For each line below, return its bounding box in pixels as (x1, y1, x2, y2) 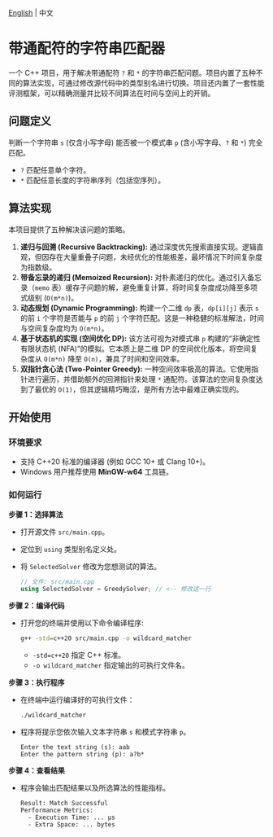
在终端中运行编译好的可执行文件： (19, 695, 135, 705)
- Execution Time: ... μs (28, 813, 115, 822)
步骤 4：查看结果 (8, 765, 65, 776)
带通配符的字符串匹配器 (8, 40, 166, 58)
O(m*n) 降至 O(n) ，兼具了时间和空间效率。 (43, 353, 184, 363)
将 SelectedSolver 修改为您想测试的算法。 (19, 561, 161, 571)
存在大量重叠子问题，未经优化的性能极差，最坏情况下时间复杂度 (48, 252, 262, 261)
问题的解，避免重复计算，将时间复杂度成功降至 (86, 283, 244, 292)
